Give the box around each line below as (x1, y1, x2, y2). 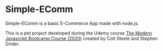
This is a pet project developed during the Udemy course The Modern (5, 30, 152, 36)
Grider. (5, 40, 20, 46)
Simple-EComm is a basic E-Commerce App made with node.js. (5, 20, 139, 26)
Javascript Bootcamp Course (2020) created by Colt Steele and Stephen (5, 35, 158, 41)
